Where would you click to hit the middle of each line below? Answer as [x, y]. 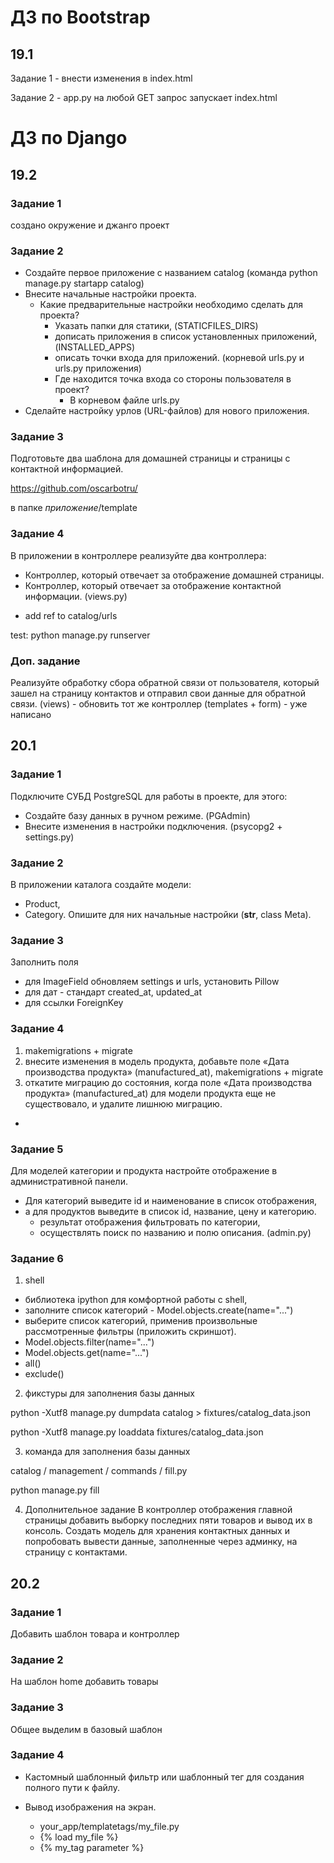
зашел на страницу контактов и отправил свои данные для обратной [158, 693]
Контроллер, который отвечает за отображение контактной [153, 585]
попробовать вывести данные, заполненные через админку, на [161, 1542]
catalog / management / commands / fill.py [99, 1471]
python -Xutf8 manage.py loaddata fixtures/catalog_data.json [137, 1432]
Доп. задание [45, 661]
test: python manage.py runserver [80, 635]
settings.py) [49, 837]
